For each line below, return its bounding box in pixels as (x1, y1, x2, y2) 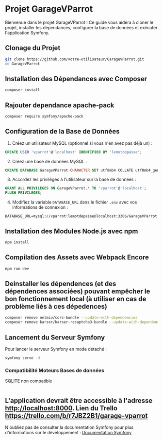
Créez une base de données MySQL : (12, 158, 87, 164)
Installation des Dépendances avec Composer (5, 74, 147, 83)
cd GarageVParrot (5, 61, 40, 66)
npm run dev (5, 266, 29, 271)
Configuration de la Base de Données (5, 127, 120, 135)
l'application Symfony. (5, 30, 49, 35)
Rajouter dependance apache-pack (5, 101, 114, 109)
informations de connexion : (12, 204, 68, 210)
